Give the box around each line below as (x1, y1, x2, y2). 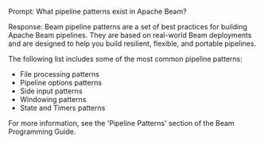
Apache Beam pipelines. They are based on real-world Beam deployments (8, 31, 252, 40)
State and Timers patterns (19, 103, 106, 112)
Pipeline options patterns (19, 78, 102, 87)
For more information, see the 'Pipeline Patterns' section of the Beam (8, 119, 235, 127)
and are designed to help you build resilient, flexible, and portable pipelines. (8, 39, 257, 48)
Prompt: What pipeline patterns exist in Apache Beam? (8, 7, 187, 16)
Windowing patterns (19, 95, 87, 104)
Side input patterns (19, 86, 83, 96)
